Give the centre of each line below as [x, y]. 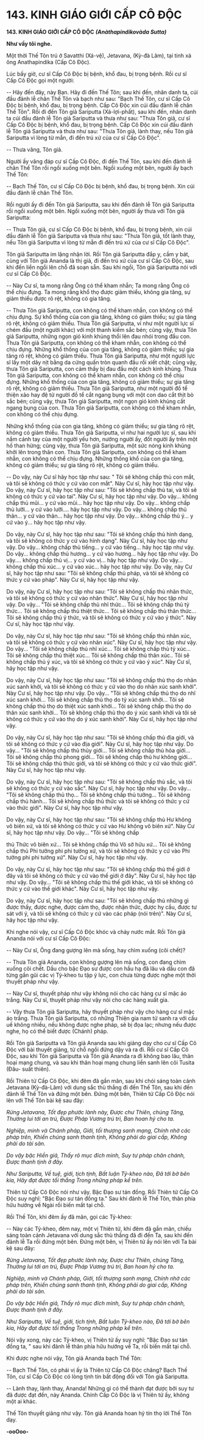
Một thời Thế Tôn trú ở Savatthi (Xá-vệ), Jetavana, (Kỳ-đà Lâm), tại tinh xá [99, 55]
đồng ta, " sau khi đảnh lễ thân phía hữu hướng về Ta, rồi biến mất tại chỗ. [99, 1346]
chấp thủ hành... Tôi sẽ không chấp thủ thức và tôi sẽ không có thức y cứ [98, 801]
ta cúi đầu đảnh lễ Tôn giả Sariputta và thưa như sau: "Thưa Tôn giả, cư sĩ [98, 118]
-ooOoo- [18, 1431]
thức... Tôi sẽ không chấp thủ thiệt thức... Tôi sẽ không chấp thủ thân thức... [101, 611]
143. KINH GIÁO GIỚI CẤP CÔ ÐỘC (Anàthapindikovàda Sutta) [86, 32]
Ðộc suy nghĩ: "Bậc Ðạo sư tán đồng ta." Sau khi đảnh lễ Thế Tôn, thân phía [101, 1198]
